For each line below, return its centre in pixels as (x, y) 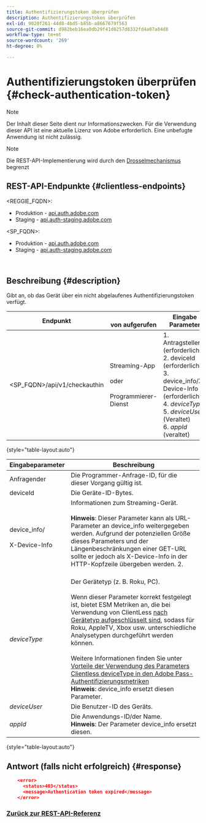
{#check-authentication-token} (89, 95)
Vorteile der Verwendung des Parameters (130, 666)
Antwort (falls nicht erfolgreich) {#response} (94, 766)
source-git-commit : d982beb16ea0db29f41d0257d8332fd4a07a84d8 (87, 29)
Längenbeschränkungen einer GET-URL (129, 549)
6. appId (175, 427)
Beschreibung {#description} (63, 281)
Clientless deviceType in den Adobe (122, 673)
